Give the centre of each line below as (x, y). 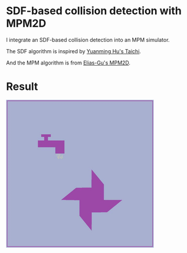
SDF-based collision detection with (94, 11)
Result (22, 87)
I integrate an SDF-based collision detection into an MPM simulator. (88, 40)
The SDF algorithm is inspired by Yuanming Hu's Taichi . (74, 51)
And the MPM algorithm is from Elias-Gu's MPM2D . (68, 63)
